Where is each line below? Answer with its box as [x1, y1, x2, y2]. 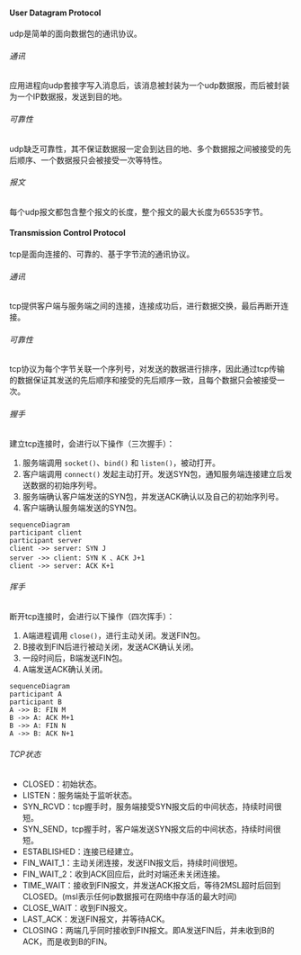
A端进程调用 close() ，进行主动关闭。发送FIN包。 [22, 630, 206, 641]
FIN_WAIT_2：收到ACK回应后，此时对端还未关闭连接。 [22, 869, 226, 879]
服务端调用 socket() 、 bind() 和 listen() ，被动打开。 [22, 457, 221, 468]
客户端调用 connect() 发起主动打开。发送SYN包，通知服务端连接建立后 [22, 468, 285, 479]
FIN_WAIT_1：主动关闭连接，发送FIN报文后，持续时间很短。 [22, 858, 243, 869]
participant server [9, 536, 83, 545]
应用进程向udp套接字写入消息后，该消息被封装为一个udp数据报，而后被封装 [9, 80, 290, 91]
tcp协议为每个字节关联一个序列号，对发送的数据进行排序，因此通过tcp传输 [9, 364, 286, 374]
